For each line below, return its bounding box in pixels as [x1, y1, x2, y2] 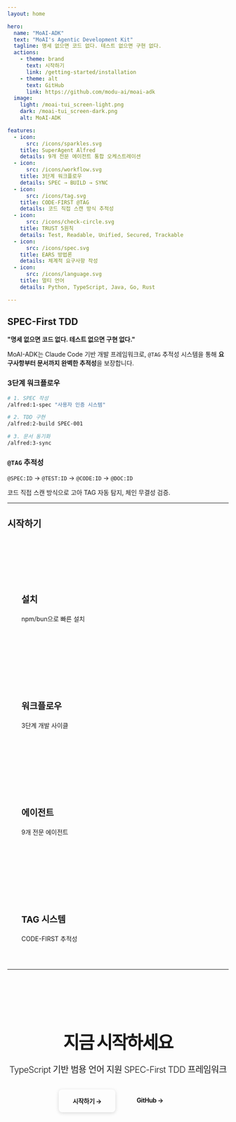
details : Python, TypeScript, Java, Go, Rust [20, 284, 156, 291]
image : [13, 95, 33, 102]
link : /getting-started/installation [25, 68, 137, 76]
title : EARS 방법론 [20, 251, 72, 258]
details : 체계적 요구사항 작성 [20, 258, 98, 265]
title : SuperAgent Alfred [20, 147, 96, 154]
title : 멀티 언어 [20, 277, 65, 284]
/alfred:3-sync [7, 440, 52, 447]
